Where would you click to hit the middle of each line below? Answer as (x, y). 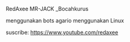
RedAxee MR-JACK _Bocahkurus (47, 9)
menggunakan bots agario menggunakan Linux (65, 20)
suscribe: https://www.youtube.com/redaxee (62, 32)
